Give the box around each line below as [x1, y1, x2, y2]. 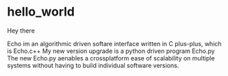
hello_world [7, 4, 75, 20]
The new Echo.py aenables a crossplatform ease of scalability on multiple [7, 54, 215, 62]
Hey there [7, 26, 36, 35]
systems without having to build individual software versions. [7, 61, 179, 69]
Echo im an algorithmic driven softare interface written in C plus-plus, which [7, 39, 222, 47]
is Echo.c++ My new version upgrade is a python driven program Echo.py [7, 47, 215, 55]
